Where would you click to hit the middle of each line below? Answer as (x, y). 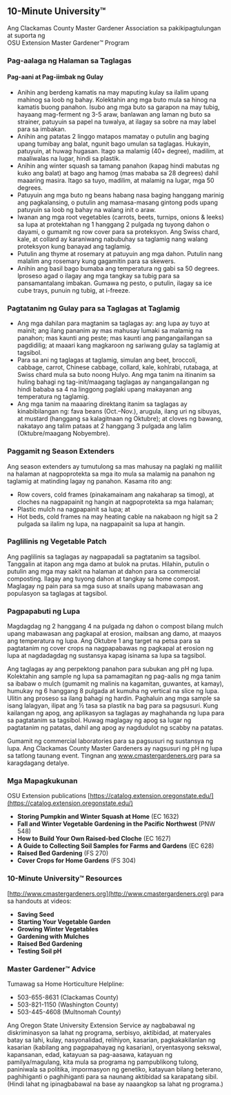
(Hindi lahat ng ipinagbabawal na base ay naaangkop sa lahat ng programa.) (115, 1084)
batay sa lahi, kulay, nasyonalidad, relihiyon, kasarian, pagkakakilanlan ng (111, 1040)
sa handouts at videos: (39, 901)
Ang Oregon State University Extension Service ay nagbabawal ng (101, 1025)
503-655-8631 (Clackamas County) (68, 998)
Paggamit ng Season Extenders (61, 452)
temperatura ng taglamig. (53, 397)
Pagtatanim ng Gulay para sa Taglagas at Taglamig (94, 308)
